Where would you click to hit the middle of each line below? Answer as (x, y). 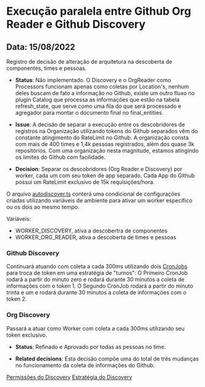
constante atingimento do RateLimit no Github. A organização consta (102, 137)
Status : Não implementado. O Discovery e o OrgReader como (93, 80)
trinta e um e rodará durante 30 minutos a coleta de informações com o (96, 293)
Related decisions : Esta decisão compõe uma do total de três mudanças (107, 358)
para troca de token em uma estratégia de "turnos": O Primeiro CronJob (97, 273)
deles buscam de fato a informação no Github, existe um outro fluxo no (105, 93)
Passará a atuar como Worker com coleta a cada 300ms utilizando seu (95, 328)
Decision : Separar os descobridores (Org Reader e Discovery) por (99, 169)
